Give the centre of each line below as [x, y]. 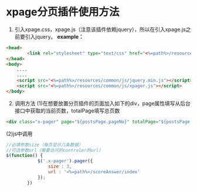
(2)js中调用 [19, 134]
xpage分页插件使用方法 [63, 12]
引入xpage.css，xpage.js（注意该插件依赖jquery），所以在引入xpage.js [100, 29]
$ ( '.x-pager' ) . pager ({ [65, 161]
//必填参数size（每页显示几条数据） [45, 145]
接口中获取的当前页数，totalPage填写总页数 [67, 110]
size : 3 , [60, 167]
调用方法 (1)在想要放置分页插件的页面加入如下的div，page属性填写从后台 [102, 103]
